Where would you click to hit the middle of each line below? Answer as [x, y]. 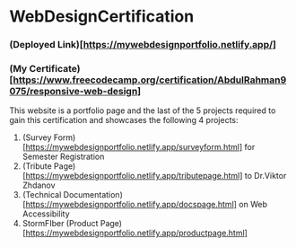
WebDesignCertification [102, 17]
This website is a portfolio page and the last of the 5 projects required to [143, 110]
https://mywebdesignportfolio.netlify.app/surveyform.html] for [140, 147]
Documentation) [93, 195]
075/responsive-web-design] [75, 92]
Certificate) [55, 69]
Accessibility [46, 214]
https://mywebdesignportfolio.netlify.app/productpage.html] [137, 233]
